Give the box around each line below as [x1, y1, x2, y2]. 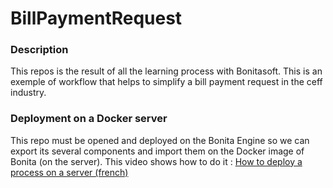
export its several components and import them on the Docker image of [10, 145, 305, 157]
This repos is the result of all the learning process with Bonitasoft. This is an [10, 65, 323, 77]
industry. [10, 87, 47, 99]
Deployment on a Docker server [10, 112, 168, 126]
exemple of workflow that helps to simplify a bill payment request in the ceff [10, 76, 323, 88]
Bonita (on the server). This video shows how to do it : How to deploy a [10, 155, 303, 167]
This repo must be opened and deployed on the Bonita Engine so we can [10, 134, 310, 146]
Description [10, 43, 69, 57]
